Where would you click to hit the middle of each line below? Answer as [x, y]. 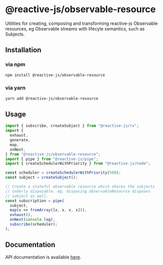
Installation [23, 50]
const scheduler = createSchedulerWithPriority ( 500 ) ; [63, 173]
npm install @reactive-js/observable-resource [55, 75]
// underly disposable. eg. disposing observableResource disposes [78, 191]
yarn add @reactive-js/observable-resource [52, 98]
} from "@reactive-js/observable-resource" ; [53, 154]
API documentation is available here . [43, 257]
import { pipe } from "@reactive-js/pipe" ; [52, 159]
